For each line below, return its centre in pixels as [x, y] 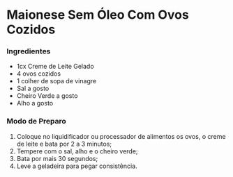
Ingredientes [29, 51]
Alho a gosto [35, 103]
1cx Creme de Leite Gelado [55, 67]
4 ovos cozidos [38, 74]
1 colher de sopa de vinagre [57, 81]
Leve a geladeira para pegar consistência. [77, 166]
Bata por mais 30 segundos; [57, 158]
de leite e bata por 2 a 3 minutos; [64, 144]
